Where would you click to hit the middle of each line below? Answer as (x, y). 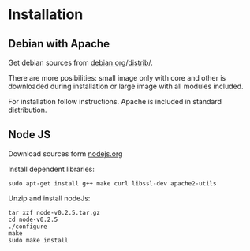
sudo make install (38, 240)
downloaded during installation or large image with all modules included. (126, 86)
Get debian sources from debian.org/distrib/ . (81, 62)
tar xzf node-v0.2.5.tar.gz (54, 212)
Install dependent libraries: (51, 169)
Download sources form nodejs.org (65, 154)
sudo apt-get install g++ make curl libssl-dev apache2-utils (112, 183)
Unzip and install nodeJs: (49, 198)
